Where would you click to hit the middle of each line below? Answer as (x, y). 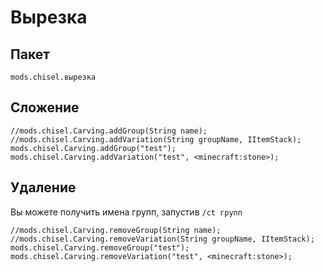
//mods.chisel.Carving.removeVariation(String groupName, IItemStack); (162, 239)
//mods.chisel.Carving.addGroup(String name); (109, 131)
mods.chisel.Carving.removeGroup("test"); (100, 247)
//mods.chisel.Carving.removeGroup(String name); (116, 230)
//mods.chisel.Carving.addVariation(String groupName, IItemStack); (156, 139)
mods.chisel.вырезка (53, 77)
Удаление (43, 187)
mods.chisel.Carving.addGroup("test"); (93, 148)
